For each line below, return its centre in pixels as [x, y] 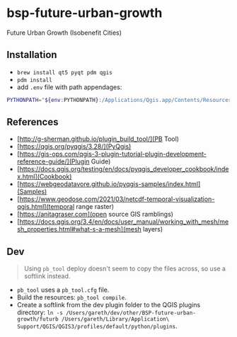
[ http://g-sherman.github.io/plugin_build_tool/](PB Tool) [98, 139]
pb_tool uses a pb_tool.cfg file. [63, 290]
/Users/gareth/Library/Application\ [116, 319]
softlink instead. [47, 276]
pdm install [34, 80]
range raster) [95, 207]
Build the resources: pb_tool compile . [71, 297]
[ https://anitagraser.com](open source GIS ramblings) [95, 215]
